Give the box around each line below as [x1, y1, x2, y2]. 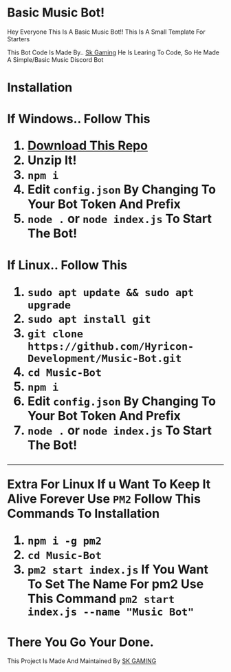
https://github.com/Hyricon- [27, 339, 195, 353]
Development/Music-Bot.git [27, 352, 182, 365]
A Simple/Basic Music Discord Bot [7, 55, 104, 63]
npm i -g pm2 [27, 534, 102, 547]
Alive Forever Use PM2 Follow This [7, 491, 201, 507]
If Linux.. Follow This [7, 257, 128, 273]
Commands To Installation [7, 505, 160, 521]
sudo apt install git [27, 313, 151, 326]
